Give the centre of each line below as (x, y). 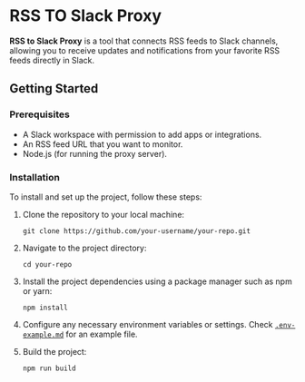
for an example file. (102, 334)
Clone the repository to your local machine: (103, 214)
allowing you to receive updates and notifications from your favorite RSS (145, 50)
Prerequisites (39, 114)
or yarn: (37, 290)
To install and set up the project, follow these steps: (106, 197)
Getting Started (54, 88)
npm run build (49, 368)
